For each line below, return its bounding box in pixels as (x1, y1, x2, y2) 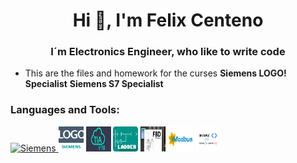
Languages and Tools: (10, 103, 120, 117)
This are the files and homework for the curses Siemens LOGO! (24, 67, 287, 79)
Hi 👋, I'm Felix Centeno (72, 9, 264, 32)
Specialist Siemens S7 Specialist (24, 78, 164, 90)
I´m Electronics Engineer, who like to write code (50, 45, 286, 59)
